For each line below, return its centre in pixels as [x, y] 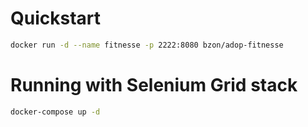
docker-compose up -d [55, 112]
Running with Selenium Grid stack [154, 85]
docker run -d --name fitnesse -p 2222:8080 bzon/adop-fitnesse [147, 45]
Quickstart [56, 18]
